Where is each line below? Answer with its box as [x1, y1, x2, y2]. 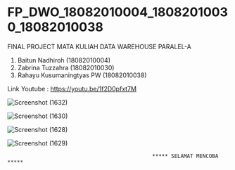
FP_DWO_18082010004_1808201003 [7, 4, 229, 20]
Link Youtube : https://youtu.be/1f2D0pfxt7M [7, 84, 137, 93]
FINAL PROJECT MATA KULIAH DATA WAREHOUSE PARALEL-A [7, 42, 191, 51]
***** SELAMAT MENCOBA [152, 152, 219, 159]
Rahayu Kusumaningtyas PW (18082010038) [17, 71, 147, 79]
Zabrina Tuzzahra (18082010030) [17, 63, 115, 72]
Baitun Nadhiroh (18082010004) [17, 55, 111, 64]
